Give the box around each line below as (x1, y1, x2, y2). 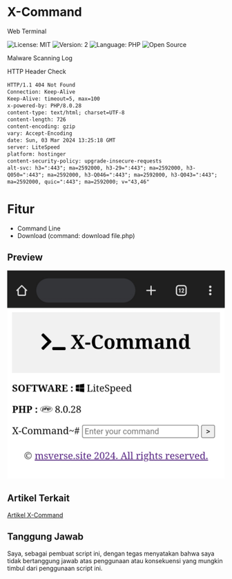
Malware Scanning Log (7, 53, 72, 62)
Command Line (17, 224, 61, 232)
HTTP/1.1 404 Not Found (7, 81, 76, 89)
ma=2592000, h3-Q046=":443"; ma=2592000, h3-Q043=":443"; (47, 171, 217, 178)
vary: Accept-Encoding (7, 129, 72, 137)
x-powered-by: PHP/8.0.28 (7, 102, 81, 109)
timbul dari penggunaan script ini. (7, 564, 103, 572)
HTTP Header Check (7, 67, 67, 75)
